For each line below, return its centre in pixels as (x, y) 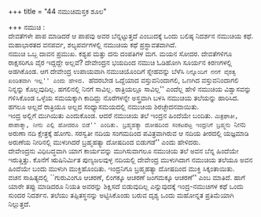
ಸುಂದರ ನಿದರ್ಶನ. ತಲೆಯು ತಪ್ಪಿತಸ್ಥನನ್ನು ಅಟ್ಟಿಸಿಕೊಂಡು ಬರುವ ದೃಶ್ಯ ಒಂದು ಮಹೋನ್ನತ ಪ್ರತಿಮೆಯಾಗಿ (121, 195)
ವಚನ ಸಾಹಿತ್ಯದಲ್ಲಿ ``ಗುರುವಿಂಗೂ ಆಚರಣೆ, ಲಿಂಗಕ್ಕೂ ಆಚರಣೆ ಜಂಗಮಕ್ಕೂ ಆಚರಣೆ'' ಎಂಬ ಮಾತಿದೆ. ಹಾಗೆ (127, 177)
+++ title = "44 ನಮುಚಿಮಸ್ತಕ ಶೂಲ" (57, 11)
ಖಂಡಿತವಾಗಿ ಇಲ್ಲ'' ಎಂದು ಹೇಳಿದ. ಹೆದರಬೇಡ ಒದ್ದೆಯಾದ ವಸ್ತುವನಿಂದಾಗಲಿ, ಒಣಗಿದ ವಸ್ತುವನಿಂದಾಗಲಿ (124, 80)
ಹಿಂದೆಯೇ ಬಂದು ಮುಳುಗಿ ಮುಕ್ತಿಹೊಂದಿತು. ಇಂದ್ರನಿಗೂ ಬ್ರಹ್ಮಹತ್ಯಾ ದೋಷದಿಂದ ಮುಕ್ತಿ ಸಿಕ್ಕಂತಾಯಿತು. (121, 169)
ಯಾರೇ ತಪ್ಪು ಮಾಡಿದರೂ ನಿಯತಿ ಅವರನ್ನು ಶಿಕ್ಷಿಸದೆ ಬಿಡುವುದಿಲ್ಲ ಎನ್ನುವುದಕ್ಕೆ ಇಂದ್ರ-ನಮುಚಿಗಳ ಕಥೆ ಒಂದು (126, 186)
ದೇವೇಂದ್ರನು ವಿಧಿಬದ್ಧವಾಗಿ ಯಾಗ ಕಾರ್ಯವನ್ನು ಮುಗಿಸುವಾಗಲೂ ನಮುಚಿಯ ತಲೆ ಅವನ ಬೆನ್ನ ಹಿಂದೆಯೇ (123, 151)
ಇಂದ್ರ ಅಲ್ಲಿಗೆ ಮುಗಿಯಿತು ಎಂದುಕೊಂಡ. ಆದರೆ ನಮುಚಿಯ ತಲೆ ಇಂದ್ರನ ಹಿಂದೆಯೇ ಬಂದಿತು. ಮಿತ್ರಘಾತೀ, (123, 116)
